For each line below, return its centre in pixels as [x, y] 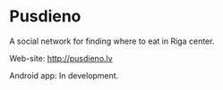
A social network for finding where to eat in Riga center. [112, 41]
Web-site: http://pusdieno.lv [61, 58]
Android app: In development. [64, 75]
